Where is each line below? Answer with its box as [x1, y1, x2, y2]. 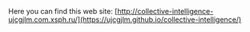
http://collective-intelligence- [117, 7, 214, 16]
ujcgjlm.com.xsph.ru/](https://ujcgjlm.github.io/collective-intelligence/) [8, 15, 242, 24]
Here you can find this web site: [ [8, 7, 118, 16]
